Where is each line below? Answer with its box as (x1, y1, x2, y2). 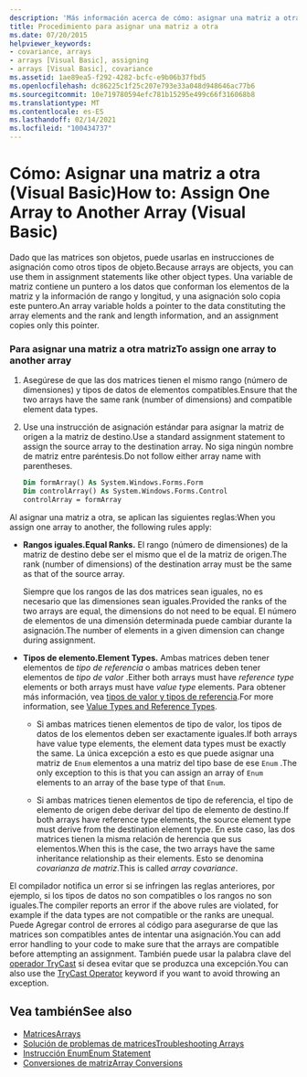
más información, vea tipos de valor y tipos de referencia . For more (22, 691, 274, 702)
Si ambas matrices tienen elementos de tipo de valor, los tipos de (36, 719, 282, 730)
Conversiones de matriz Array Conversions (22, 1057, 183, 1068)
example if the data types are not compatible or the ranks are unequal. (9, 909, 275, 920)
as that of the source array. (22, 568, 125, 579)
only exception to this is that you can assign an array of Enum (36, 767, 263, 778)
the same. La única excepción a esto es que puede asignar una (36, 747, 274, 759)
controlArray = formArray (22, 495, 122, 504)
